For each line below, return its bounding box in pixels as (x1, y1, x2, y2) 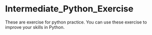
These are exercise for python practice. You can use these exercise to (5, 19, 147, 25)
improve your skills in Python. (5, 24, 65, 30)
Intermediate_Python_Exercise (5, 3, 134, 14)
